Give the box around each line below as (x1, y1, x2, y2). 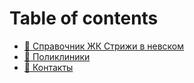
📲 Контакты (23, 61, 74, 73)
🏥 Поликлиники (23, 50, 91, 62)
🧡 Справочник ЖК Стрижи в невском (23, 40, 185, 52)
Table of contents (9, 7, 159, 30)
